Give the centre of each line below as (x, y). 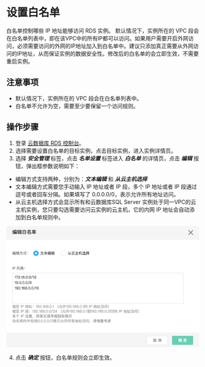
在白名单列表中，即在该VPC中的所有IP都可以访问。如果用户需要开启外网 (97, 38)
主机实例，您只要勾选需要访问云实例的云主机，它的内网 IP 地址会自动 (102, 209)
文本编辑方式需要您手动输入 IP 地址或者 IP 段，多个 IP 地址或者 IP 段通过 (106, 187)
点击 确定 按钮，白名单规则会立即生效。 (65, 357)
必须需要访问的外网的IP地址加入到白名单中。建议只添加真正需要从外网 (105, 46)
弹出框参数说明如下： (53, 166)
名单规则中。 (48, 217)
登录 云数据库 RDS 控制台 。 (50, 143)
